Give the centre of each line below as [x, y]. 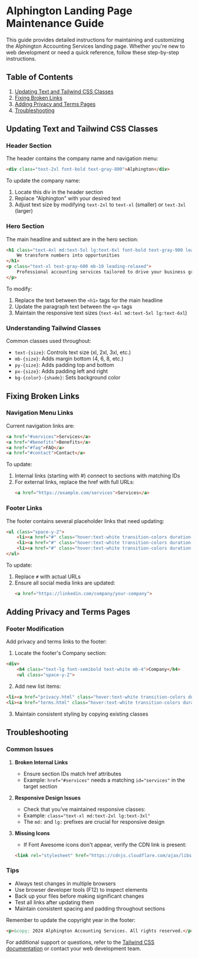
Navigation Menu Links [40, 413]
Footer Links [24, 508]
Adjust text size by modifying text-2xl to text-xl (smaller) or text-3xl [100, 204]
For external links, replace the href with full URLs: [74, 482]
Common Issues [30, 749]
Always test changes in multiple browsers [65, 883]
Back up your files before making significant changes [79, 896]
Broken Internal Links [41, 762]
